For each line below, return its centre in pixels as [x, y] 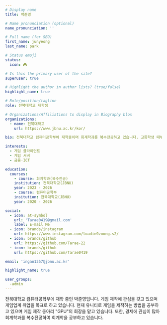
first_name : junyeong [28, 42]
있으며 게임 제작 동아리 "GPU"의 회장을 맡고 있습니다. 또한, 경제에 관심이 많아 [85, 311]
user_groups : [19, 280]
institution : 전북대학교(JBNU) [44, 183]
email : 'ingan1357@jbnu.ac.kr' [38, 261]
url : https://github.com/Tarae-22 [50, 243]
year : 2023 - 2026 [33, 188]
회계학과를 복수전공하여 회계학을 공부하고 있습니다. [54, 318]
